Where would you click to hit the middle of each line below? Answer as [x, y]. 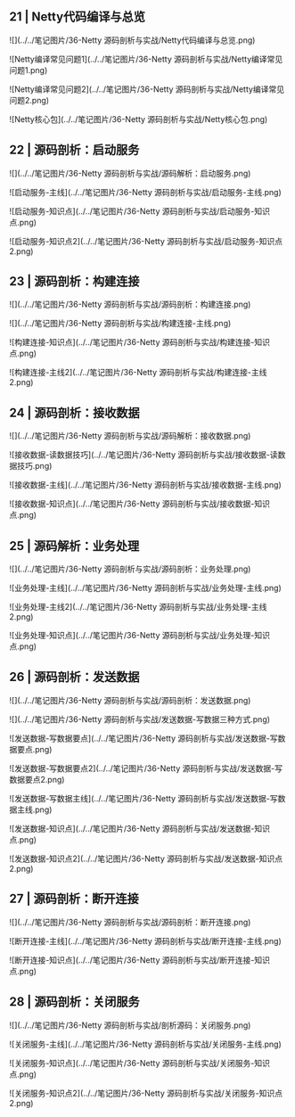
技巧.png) [34, 466]
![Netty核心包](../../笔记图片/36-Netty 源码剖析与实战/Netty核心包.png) [139, 119]
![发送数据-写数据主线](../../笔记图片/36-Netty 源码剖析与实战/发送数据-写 [143, 798]
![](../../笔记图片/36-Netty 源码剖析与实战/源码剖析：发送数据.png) [130, 700]
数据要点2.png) [37, 779]
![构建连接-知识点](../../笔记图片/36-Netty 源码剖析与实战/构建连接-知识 [139, 342]
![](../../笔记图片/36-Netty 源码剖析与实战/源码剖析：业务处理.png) [130, 569]
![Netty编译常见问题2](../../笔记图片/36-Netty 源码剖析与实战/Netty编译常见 [147, 89]
